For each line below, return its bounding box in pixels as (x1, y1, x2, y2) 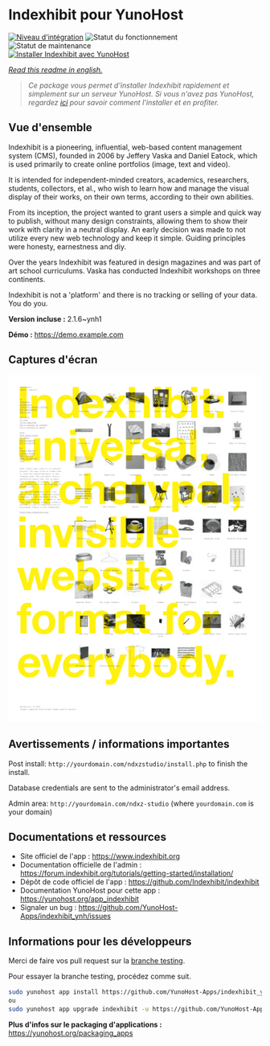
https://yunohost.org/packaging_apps (8, 1028, 133, 1038)
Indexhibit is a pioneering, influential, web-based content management (8, 142, 243, 152)
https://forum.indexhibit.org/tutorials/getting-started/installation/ (19, 868, 234, 878)
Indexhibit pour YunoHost (8, 6, 184, 24)
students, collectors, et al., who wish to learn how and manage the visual (8, 183, 249, 193)
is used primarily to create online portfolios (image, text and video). (8, 159, 231, 169)
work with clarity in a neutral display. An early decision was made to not (8, 224, 247, 234)
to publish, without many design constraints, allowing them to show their (8, 215, 248, 226)
